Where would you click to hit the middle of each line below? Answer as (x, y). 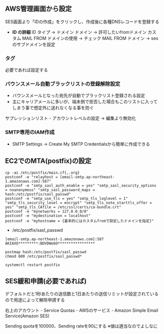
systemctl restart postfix (33, 265)
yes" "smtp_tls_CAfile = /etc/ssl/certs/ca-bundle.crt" (63, 207)
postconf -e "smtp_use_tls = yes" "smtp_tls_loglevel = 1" (67, 198)
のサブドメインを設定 (34, 44)
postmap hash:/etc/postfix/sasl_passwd (46, 252)
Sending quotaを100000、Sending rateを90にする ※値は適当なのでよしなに (82, 326)
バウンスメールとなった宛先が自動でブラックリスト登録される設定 (79, 95)
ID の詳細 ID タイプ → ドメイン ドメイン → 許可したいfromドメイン (79, 32)
